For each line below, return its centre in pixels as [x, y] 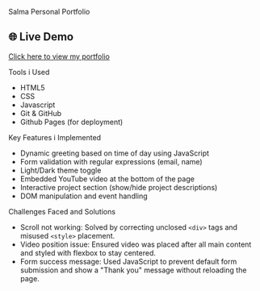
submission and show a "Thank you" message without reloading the [133, 270]
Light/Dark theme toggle [61, 170]
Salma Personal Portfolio [49, 12]
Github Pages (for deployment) [71, 122]
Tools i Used [29, 72]
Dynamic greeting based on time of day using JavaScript [115, 153]
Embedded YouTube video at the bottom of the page [107, 179]
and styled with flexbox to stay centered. [88, 252]
